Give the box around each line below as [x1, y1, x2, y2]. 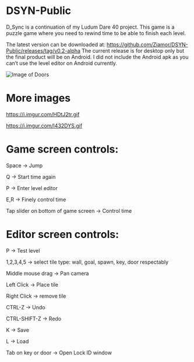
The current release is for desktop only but [81, 47, 185, 54]
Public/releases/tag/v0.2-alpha [6, 47, 80, 54]
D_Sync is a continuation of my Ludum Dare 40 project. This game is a [6, 23, 175, 30]
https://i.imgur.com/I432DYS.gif [6, 122, 83, 129]
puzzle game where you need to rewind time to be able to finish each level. [6, 29, 186, 36]
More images [6, 92, 71, 105]
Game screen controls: [6, 143, 119, 156]
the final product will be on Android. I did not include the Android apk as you [6, 53, 189, 60]
